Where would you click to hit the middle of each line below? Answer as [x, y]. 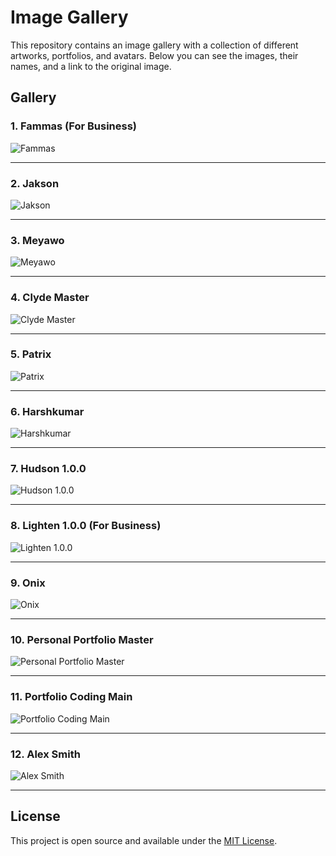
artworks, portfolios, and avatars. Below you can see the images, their [154, 55]
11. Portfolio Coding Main [71, 697]
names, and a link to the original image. [91, 66]
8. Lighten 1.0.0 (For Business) [86, 526]
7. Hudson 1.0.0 [48, 469]
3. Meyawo [37, 240]
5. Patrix [31, 354]
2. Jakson [35, 183]
